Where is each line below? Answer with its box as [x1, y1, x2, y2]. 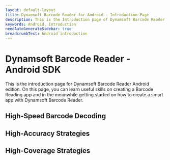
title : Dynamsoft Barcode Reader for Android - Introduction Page [5, 12, 149, 17]
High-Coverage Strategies [5, 146, 91, 155]
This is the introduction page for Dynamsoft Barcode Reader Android [5, 81, 149, 87]
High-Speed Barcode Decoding [5, 112, 106, 120]
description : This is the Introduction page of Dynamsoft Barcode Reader [5, 17, 165, 22]
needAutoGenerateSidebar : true [5, 26, 72, 32]
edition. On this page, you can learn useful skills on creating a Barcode [5, 86, 154, 92]
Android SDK [5, 64, 61, 75]
